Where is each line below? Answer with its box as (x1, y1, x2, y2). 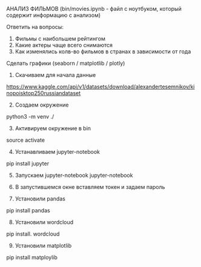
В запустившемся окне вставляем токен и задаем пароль (15, 183, 165, 190)
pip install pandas (6, 207, 50, 214)
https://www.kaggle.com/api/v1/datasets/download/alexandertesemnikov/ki (6, 83, 195, 90)
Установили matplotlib (15, 242, 71, 249)
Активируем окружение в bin (15, 125, 91, 132)
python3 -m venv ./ (6, 113, 54, 120)
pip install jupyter (6, 160, 50, 167)
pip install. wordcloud (6, 230, 60, 237)
